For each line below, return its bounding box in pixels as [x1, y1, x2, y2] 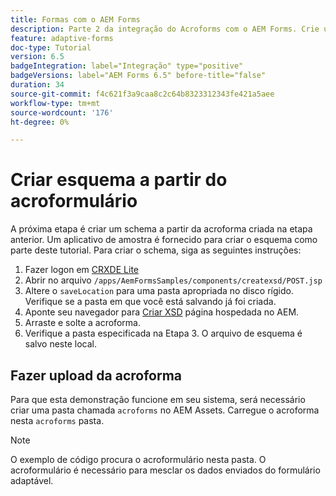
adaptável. [10, 475, 54, 486]
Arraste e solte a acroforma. [24, 317, 141, 329]
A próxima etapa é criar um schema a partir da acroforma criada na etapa [10, 223, 313, 235]
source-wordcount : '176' [10, 107, 114, 118]
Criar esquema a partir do [10, 169, 228, 191]
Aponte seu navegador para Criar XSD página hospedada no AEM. [24, 306, 300, 318]
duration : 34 [10, 80, 65, 90]
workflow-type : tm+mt [10, 98, 101, 108]
